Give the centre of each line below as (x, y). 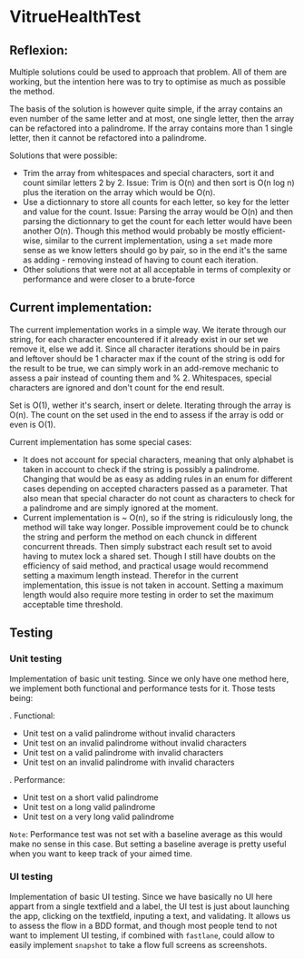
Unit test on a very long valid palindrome (98, 816)
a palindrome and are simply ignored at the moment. (120, 508)
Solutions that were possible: (64, 155)
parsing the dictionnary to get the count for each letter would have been (157, 221)
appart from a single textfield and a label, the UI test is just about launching (150, 906)
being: (21, 697)
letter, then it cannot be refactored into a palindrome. (108, 138)
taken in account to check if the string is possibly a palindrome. (141, 469)
